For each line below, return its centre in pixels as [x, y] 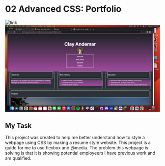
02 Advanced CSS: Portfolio [63, 9]
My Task [18, 126]
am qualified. [18, 158]
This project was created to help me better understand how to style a [75, 138]
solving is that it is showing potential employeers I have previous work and [80, 153]
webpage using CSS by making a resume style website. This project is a [78, 142]
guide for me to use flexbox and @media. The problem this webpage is [77, 148]
